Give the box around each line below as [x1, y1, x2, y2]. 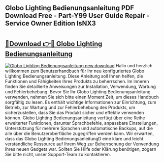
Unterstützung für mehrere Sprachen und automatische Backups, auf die [5, 125, 153, 131]
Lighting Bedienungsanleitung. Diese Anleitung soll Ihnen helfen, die [5, 73, 143, 79]
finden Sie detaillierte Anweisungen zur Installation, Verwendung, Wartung [5, 83, 156, 89]
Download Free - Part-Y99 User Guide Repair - [5, 12, 150, 20]
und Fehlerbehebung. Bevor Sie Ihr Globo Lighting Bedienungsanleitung [5, 89, 151, 95]
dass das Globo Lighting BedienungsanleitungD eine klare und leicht [5, 136, 144, 141]
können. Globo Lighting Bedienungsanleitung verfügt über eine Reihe [5, 115, 145, 121]
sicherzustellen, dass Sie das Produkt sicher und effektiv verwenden [5, 110, 144, 115]
